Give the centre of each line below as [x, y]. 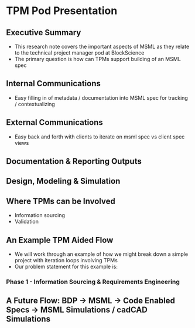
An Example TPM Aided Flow [60, 240]
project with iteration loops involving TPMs [66, 261]
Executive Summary [44, 33]
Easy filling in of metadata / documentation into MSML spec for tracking [101, 97]
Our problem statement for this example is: [66, 267]
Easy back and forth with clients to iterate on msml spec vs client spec [100, 137]
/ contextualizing [35, 104]
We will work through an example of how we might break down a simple [101, 254]
